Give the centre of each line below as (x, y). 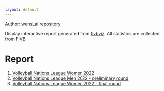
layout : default (22, 10)
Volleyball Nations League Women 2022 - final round (66, 83)
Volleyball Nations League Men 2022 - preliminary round (70, 78)
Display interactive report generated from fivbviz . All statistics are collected (82, 33)
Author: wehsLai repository (33, 24)
